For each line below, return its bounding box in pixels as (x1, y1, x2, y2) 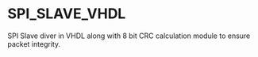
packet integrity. (7, 39, 61, 48)
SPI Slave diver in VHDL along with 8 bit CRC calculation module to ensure (7, 31, 251, 40)
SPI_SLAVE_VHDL (7, 5, 126, 23)
